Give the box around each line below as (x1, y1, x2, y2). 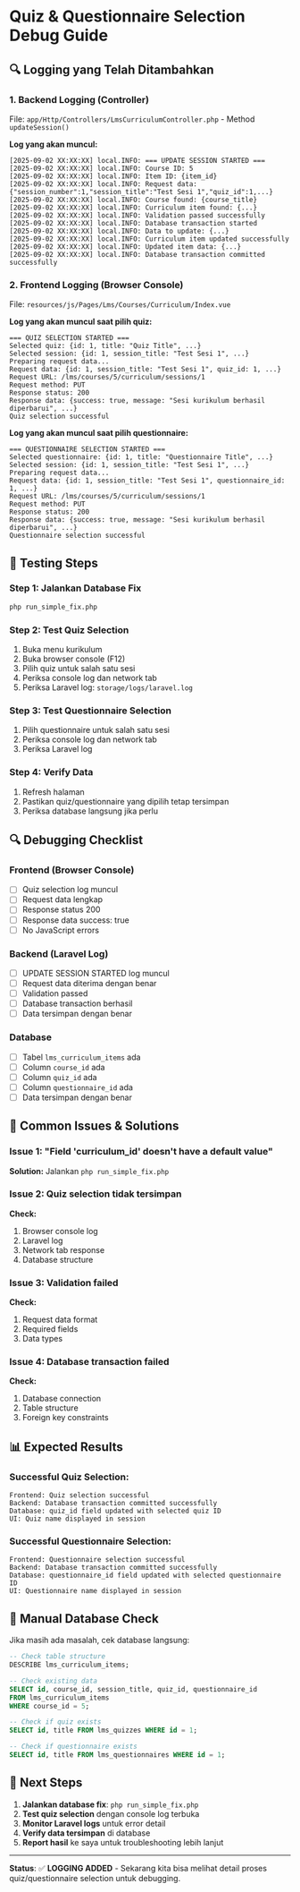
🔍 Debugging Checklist (9, 832, 144, 848)
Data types (21, 1334, 63, 1344)
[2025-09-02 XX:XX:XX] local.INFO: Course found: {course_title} (9, 195, 257, 204)
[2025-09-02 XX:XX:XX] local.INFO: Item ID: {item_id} (9, 172, 218, 181)
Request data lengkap (21, 894, 104, 905)
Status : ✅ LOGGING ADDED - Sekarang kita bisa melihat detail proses (9, 1862, 268, 1873)
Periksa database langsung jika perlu (21, 805, 159, 816)
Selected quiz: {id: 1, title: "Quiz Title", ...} (9, 342, 202, 351)
